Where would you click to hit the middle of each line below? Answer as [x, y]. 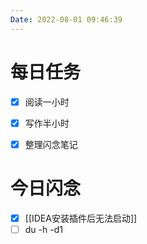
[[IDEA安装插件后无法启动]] [81, 218]
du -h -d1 [43, 229]
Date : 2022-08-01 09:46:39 [66, 19]
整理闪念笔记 [51, 144]
